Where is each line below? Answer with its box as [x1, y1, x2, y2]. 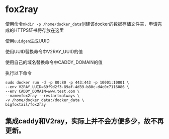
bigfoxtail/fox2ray [5, 102, 46, 107]
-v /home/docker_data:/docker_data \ [5, 97, 84, 103]
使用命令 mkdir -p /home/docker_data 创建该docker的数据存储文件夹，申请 [5, 21, 157, 27]
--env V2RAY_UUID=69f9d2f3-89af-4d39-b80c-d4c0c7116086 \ [5, 84, 129, 89]
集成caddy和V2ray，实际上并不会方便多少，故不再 [5, 117, 164, 125]
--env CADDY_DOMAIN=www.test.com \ [5, 89, 80, 94]
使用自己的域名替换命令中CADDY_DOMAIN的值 [5, 59, 103, 65]
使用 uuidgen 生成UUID [5, 38, 50, 44]
